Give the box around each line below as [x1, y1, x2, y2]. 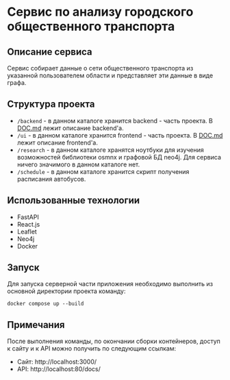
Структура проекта [7, 99, 95, 110]
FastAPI [16, 213, 39, 221]
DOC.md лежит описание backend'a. [16, 124, 125, 132]
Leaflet [16, 227, 38, 236]
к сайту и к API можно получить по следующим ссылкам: [7, 344, 177, 353]
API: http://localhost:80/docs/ [16, 365, 101, 373]
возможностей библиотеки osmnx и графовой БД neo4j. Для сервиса [16, 153, 221, 161]
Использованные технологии [7, 194, 140, 206]
